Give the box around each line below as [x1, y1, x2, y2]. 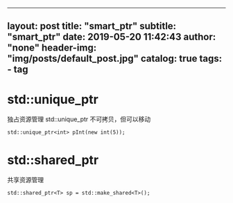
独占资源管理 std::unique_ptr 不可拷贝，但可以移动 [7, 115, 151, 123]
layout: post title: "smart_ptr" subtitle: [7, 20, 177, 32]
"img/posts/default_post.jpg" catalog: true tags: [7, 53, 223, 64]
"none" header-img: [7, 42, 97, 54]
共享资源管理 [7, 176, 44, 184]
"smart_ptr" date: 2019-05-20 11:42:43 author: [7, 31, 216, 43]
